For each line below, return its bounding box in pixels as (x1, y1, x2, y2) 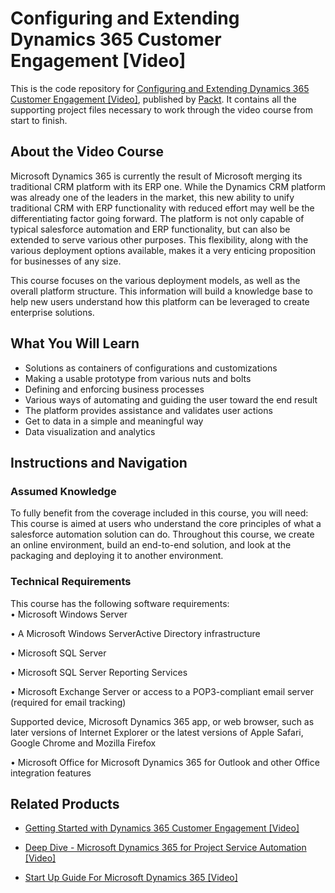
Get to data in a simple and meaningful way (24, 415, 204, 427)
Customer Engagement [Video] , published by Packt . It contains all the (10, 93, 297, 105)
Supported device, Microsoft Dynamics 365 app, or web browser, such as (10, 715, 315, 727)
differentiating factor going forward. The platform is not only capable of (10, 212, 305, 224)
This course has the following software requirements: (10, 597, 230, 609)
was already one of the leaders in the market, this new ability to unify (10, 191, 295, 203)
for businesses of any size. (10, 255, 122, 267)
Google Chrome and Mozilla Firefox (10, 737, 157, 749)
